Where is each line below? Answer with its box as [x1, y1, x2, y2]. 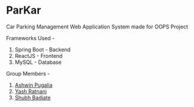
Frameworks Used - [6, 34, 55, 41]
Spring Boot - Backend [14, 46, 71, 53]
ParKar [6, 4, 42, 17]
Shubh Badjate [14, 94, 51, 101]
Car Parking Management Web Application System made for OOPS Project [6, 23, 188, 30]
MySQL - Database [14, 59, 62, 66]
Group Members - [6, 70, 50, 77]
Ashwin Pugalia [14, 81, 53, 89]
